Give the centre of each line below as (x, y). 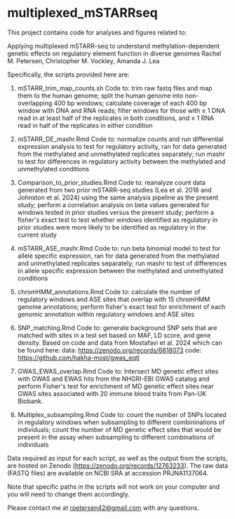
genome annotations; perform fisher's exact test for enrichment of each (121, 306)
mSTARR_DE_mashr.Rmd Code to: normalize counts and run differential (120, 139)
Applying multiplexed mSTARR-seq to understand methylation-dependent (114, 46)
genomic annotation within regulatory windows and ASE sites (106, 314)
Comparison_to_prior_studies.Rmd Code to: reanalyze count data (111, 182)
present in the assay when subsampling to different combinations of (116, 437)
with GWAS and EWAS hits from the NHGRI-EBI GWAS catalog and (113, 379)
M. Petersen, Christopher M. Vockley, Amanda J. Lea (83, 60)
